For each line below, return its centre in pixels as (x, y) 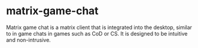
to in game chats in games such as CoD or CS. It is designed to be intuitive (97, 33)
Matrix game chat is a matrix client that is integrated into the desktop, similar (99, 27)
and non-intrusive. (29, 40)
